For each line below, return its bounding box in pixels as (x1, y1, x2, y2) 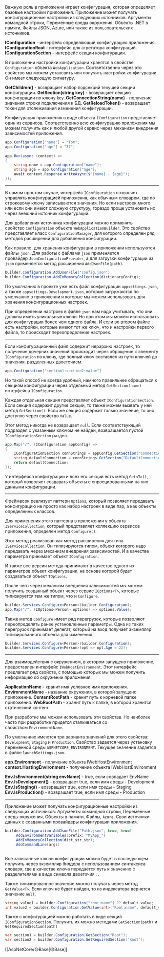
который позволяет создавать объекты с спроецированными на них (5, 479, 148, 485)
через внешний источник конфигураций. (5, 210, 90, 216)
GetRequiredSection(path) (5, 924, 58, 929)
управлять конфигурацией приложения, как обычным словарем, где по (5, 195, 155, 200)
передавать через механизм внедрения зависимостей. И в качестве (5, 548, 149, 554)
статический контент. (5, 705, 50, 711)
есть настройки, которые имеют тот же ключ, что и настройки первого (5, 324, 154, 330)
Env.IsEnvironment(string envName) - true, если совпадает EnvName (5, 774, 149, 779)
